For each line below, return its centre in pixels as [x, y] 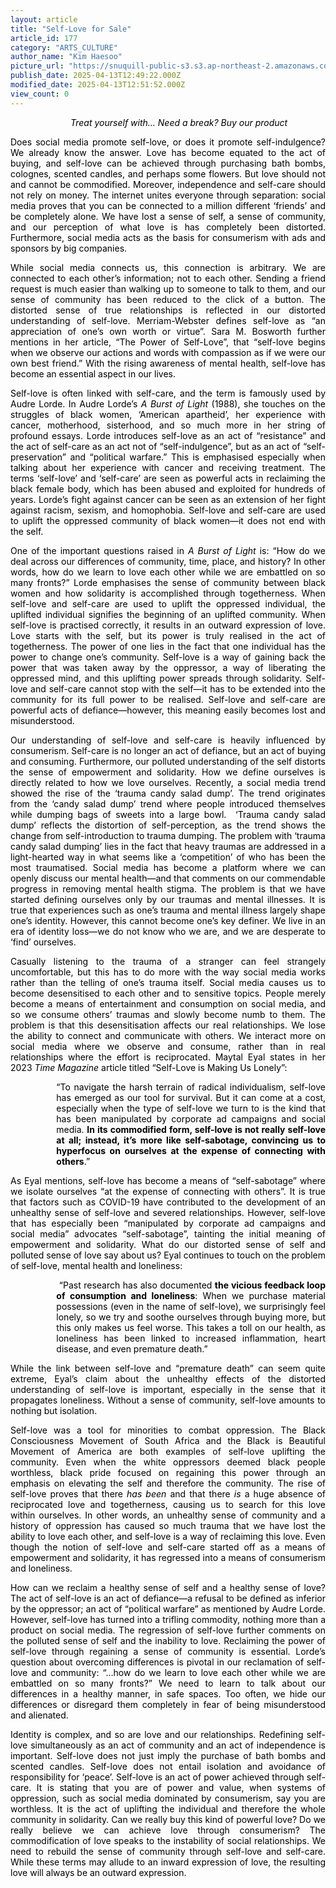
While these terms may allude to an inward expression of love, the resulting [168, 1862]
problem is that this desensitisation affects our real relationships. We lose [168, 1025]
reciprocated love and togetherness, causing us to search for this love [168, 1504]
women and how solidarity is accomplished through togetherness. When [168, 593]
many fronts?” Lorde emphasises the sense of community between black [168, 582]
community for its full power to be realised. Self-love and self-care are [168, 699]
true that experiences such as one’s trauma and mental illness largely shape [168, 910]
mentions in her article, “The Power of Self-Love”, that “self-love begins [168, 342]
